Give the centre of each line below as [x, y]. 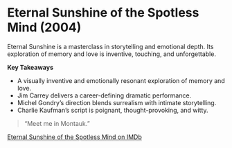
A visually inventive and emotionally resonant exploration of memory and [121, 80]
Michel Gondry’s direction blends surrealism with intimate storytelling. [117, 102]
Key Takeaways [30, 67]
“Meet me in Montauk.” [57, 123]
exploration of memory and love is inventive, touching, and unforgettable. [112, 54]
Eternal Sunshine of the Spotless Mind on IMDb [74, 137]
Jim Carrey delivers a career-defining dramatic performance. [104, 95]
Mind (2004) [44, 27]
